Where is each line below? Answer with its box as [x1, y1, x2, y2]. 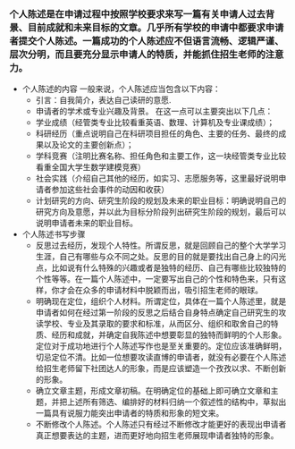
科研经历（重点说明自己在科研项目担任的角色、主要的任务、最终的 [35, 128, 279, 140]
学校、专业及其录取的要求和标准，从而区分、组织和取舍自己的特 [43, 318, 279, 329]
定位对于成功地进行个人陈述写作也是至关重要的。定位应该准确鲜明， [35, 341, 287, 352]
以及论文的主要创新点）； [43, 140, 134, 150]
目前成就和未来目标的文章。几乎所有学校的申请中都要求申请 [27, 21, 284, 33]
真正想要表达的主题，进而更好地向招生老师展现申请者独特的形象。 [35, 430, 279, 441]
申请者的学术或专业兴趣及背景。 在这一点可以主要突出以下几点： [35, 106, 274, 117]
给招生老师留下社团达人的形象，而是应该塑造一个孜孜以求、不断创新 [35, 363, 287, 374]
